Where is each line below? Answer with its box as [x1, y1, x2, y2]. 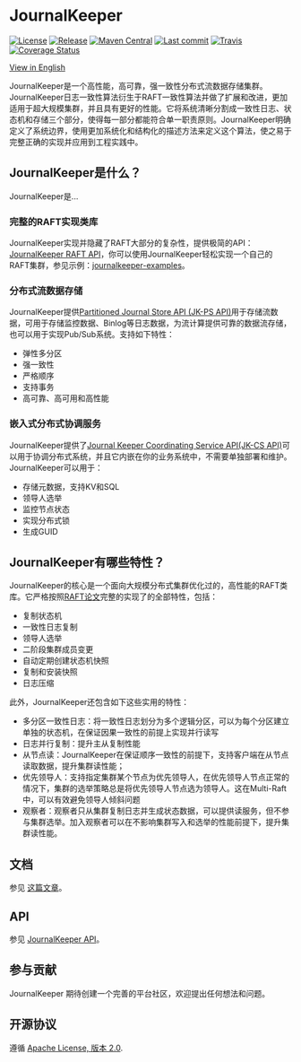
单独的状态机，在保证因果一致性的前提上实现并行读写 [21, 727, 219, 738]
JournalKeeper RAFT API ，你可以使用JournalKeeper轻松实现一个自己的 [9, 248, 273, 260]
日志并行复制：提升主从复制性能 [21, 738, 141, 749]
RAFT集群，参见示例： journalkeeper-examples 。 [9, 260, 190, 271]
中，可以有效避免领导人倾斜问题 [21, 795, 141, 805]
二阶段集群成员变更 [21, 644, 94, 655]
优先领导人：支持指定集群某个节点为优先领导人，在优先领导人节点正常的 [21, 772, 289, 783]
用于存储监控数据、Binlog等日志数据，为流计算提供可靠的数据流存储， [32, 318, 292, 328]
